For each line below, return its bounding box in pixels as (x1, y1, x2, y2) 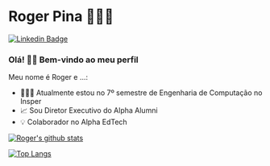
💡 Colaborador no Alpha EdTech (19, 117, 127, 127)
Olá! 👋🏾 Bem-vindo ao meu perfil (8, 54, 139, 65)
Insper (19, 97, 42, 106)
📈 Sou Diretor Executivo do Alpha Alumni (19, 106, 159, 115)
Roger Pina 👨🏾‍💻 (8, 7, 114, 26)
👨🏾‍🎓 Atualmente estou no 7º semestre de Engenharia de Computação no (19, 88, 263, 98)
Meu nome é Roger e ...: (8, 73, 89, 82)
